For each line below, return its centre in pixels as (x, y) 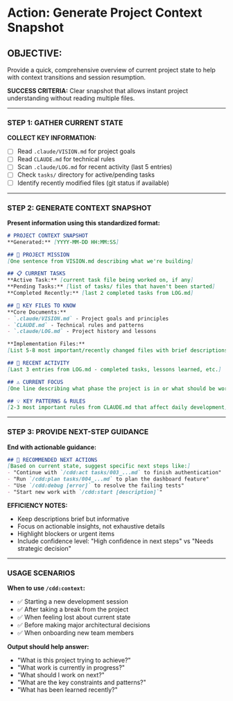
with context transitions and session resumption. (77, 77)
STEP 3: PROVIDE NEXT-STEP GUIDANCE (78, 432)
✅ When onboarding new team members (75, 633)
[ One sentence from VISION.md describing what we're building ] (101, 261)
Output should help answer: (48, 647)
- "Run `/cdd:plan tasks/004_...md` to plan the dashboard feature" (108, 479)
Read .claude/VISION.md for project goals (76, 152)
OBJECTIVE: (35, 53)
